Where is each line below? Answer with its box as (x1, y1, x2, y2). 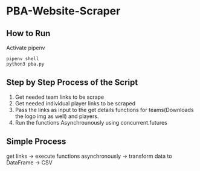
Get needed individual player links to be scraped (15, 99, 136, 107)
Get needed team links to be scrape (15, 93, 105, 101)
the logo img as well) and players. (15, 113, 99, 120)
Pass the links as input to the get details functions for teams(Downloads (15, 106, 195, 113)
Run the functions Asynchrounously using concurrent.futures (15, 119, 167, 126)
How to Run (6, 28, 51, 39)
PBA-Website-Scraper (6, 4, 121, 18)
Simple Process (6, 137, 66, 147)
